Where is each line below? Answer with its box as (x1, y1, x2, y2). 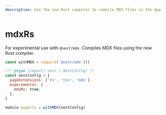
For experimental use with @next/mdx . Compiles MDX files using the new (5, 45, 153, 51)
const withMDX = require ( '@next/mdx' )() (5, 60, 90, 65)
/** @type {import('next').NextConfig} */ (5, 69, 94, 74)
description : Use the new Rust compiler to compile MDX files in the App (5, 7, 162, 12)
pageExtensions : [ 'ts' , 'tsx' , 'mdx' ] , (9, 77, 92, 83)
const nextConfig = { (5, 73, 50, 78)
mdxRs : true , (14, 87, 41, 92)
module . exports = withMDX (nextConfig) (5, 105, 85, 110)
